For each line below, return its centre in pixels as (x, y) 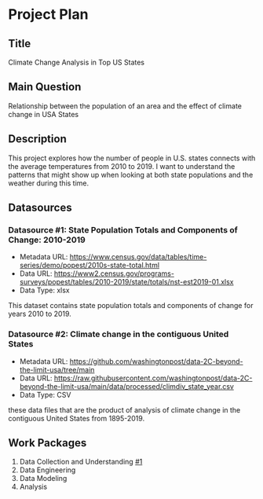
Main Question (45, 87)
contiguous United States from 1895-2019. (77, 418)
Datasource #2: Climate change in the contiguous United (119, 334)
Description (37, 139)
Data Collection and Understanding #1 (81, 462)
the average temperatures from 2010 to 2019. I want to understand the (122, 166)
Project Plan (48, 15)
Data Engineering (47, 470)
